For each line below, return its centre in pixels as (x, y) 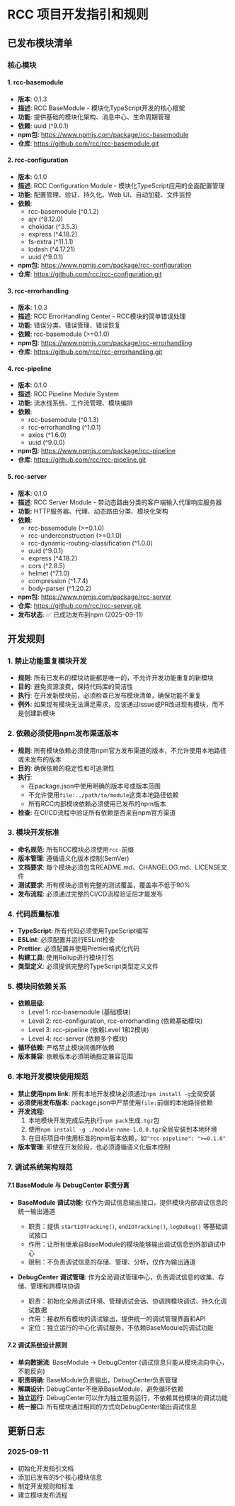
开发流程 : (31, 1111)
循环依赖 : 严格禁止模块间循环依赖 (66, 1048)
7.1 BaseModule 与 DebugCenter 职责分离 (68, 1185)
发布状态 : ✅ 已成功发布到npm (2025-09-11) (80, 614)
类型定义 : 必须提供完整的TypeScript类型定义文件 (88, 966)
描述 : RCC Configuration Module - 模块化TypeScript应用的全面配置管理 (121, 185)
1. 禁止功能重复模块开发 (47, 661)
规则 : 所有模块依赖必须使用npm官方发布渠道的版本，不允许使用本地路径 (122, 750)
